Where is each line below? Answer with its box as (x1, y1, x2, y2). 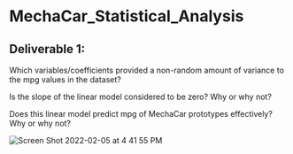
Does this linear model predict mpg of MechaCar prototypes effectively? (9, 109, 273, 119)
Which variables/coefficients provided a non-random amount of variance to (9, 65, 285, 75)
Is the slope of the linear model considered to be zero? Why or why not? (9, 91, 273, 102)
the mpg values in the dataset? (9, 74, 121, 85)
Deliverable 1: (9, 42, 86, 57)
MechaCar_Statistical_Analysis (9, 6, 244, 27)
